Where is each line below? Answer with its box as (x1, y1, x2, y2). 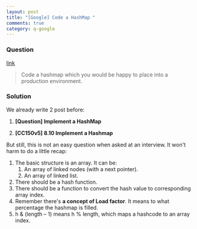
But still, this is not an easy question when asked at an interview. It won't (6, 141, 186, 148)
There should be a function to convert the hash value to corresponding (14, 184, 191, 192)
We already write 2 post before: (6, 106, 85, 113)
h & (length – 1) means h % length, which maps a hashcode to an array (14, 210, 190, 218)
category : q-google (6, 25, 55, 32)
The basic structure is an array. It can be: (14, 159, 117, 166)
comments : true (6, 20, 45, 26)
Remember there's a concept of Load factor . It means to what (14, 197, 170, 205)
